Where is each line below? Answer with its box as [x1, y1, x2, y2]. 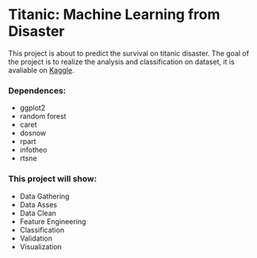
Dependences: [8, 85, 67, 96]
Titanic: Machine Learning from [8, 6, 221, 24]
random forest [19, 112, 67, 121]
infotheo [19, 145, 48, 155]
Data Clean [19, 208, 57, 218]
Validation [19, 233, 53, 243]
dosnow [19, 128, 47, 138]
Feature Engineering [19, 216, 86, 226]
